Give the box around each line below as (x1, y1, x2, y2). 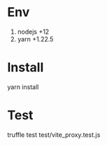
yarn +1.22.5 (17, 34, 54, 43)
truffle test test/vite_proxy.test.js (7, 131, 101, 139)
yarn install (7, 82, 39, 91)
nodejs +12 (17, 27, 50, 36)
